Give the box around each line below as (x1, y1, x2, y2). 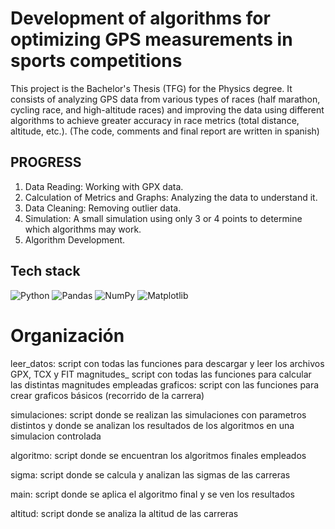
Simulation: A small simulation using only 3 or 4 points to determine (24, 212, 303, 224)
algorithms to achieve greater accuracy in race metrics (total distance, (10, 114, 300, 126)
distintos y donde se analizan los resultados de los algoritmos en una (10, 419, 295, 431)
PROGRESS (10, 154, 82, 171)
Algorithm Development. (24, 233, 126, 246)
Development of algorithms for (10, 7, 271, 30)
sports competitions (10, 50, 183, 72)
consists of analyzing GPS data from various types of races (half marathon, (10, 93, 321, 105)
